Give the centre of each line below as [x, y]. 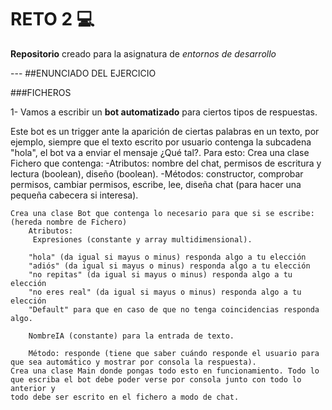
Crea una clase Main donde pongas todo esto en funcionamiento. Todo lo [165, 371]
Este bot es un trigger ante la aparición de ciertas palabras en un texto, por [165, 131]
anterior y [33, 388]
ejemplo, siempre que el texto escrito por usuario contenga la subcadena [161, 142]
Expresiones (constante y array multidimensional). [142, 239]
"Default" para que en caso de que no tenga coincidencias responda [174, 309]
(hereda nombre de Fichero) [69, 222]
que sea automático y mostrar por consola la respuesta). [133, 362]
